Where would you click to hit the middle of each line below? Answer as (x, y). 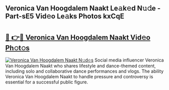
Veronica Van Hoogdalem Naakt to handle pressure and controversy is (79, 77)
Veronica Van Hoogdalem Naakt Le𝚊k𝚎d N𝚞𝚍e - (83, 8)
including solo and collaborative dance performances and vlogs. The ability (84, 71)
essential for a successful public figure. (47, 82)
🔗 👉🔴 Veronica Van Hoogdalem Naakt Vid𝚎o (78, 37)
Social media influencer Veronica (129, 60)
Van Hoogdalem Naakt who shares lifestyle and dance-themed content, (81, 66)
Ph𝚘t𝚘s (17, 48)
